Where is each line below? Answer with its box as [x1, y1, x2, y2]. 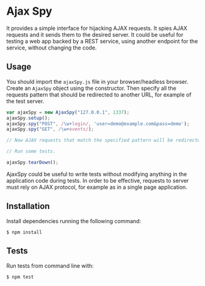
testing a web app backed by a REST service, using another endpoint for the [6, 37, 198, 45]
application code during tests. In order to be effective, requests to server [6, 177, 189, 184]
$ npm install [6, 229, 43, 235]
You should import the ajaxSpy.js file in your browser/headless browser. [6, 78, 189, 85]
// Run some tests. [6, 148, 56, 155]
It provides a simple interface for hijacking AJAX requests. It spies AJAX [6, 24, 188, 32]
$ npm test [6, 274, 34, 280]
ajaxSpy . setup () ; [6, 115, 51, 121]
